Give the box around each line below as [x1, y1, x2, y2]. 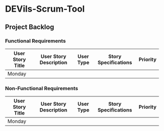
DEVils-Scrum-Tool [5, 3, 85, 15]
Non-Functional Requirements [5, 85, 78, 92]
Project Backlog [5, 23, 55, 31]
